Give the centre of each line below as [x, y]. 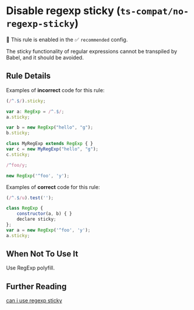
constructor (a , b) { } [44, 214]
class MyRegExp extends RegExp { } [50, 144]
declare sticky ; [37, 219]
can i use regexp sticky [34, 301]
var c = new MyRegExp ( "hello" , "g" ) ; [52, 149]
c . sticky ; [18, 154]
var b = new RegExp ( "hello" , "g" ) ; [50, 127]
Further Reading [36, 286]
